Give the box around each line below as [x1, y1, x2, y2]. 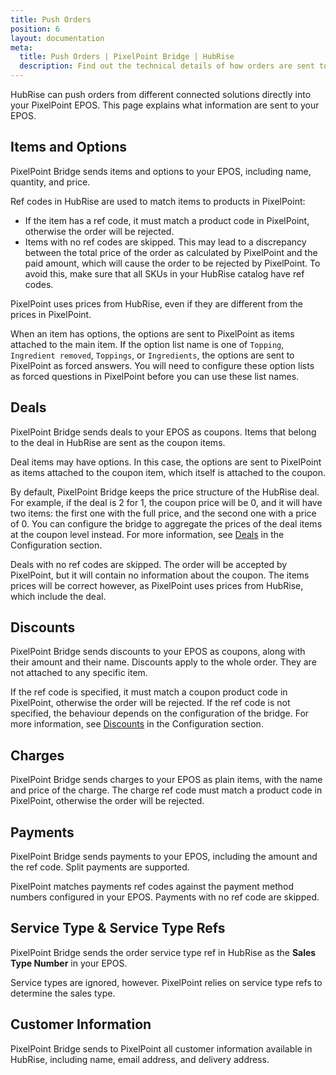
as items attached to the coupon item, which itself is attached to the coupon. [10, 466, 327, 478]
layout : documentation [10, 33, 105, 43]
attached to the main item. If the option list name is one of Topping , [10, 338, 285, 350]
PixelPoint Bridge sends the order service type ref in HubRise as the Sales [10, 946, 317, 958]
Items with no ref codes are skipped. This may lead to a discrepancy [24, 236, 307, 248]
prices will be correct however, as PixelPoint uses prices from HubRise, [10, 579, 304, 591]
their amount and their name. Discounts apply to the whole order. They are [10, 656, 317, 668]
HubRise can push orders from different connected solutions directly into [10, 89, 312, 100]
